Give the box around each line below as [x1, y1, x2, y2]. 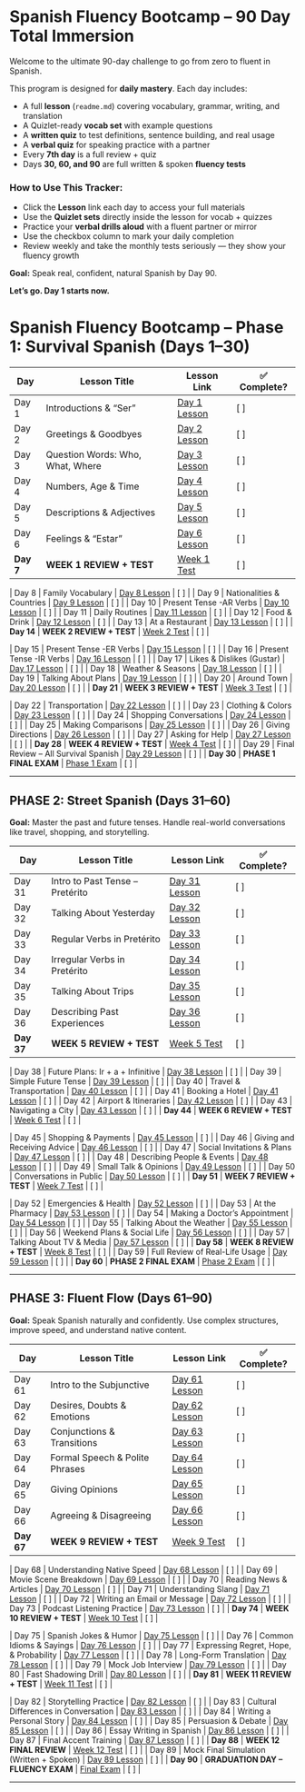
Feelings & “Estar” [45, 533, 123, 545]
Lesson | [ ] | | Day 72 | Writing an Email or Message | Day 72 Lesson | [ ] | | [9, 1593, 291, 1604]
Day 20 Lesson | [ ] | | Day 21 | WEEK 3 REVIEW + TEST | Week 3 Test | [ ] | [9, 682, 292, 693]
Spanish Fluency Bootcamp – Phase [9, 317, 284, 338]
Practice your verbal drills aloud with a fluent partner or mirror [22, 221, 258, 233]
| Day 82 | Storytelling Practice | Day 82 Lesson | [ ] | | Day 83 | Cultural [9, 1696, 277, 1707]
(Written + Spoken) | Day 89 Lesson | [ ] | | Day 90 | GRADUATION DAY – [9, 1754, 283, 1765]
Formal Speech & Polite [49, 1451, 150, 1464]
